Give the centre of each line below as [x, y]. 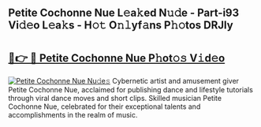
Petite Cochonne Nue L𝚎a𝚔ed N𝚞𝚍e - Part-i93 [124, 13]
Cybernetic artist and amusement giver [175, 81]
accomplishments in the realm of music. [73, 115]
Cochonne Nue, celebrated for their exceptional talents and [104, 106]
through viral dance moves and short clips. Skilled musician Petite [115, 98]
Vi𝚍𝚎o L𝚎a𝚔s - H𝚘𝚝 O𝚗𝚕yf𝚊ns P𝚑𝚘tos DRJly [121, 26]
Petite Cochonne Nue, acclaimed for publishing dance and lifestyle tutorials [131, 90]
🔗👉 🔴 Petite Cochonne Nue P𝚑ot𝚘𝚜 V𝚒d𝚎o [117, 58]
